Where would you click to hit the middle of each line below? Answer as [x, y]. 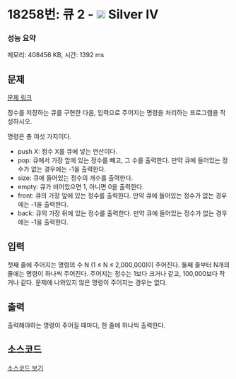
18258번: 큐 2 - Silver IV [83, 14]
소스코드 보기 [25, 368]
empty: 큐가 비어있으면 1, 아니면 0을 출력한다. [81, 187]
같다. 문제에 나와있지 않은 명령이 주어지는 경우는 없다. [94, 282]
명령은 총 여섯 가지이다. [40, 137]
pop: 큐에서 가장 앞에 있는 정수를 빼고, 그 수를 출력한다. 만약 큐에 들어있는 [119, 160]
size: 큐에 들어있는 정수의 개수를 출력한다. [75, 178]
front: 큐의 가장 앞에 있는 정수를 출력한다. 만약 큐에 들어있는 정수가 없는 [116, 195]
